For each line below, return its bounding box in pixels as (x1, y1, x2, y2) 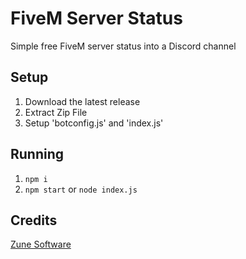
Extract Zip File (24, 106, 88, 118)
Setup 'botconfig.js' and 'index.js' (24, 117, 164, 129)
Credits (10, 212, 58, 229)
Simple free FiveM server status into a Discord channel (10, 40, 237, 52)
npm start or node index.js (24, 183, 138, 195)
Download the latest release (24, 95, 141, 107)
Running (10, 146, 65, 163)
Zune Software (10, 238, 72, 251)
